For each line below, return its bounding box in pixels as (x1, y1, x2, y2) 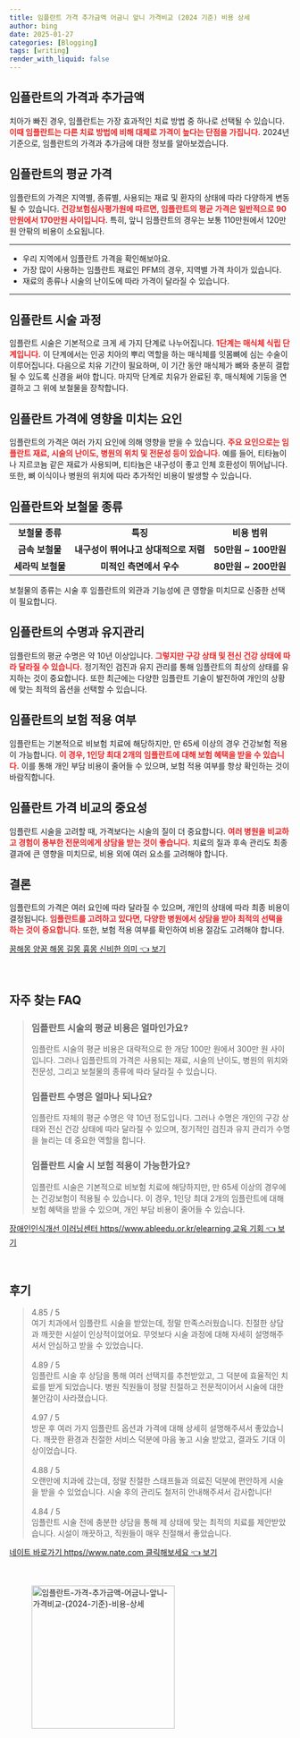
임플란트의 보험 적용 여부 (9, 712, 137, 728)
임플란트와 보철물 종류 (9, 498, 123, 515)
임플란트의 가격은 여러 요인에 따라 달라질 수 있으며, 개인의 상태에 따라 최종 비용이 (9, 902, 290, 913)
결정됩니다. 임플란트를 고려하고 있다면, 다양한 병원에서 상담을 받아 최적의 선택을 (9, 914, 283, 924)
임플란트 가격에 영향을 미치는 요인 (9, 411, 183, 426)
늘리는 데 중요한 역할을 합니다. (40, 1135, 146, 1146)
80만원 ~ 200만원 (213, 560, 287, 573)
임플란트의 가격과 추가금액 (9, 90, 145, 106)
